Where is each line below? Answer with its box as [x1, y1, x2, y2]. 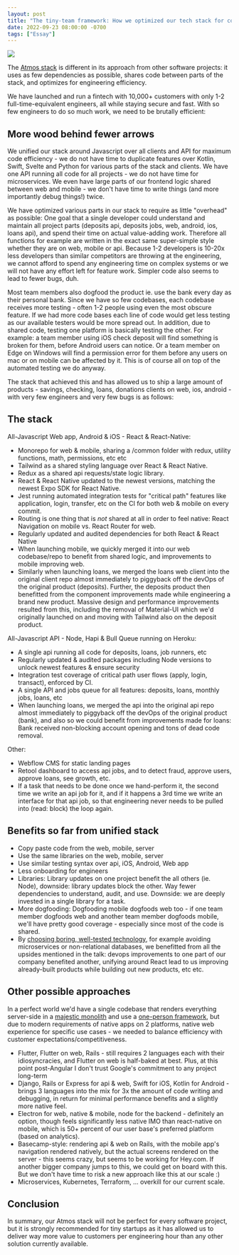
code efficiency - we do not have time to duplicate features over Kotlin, [7, 155, 216, 163]
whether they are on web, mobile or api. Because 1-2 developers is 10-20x [7, 244, 225, 253]
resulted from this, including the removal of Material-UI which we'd [17, 605, 214, 614]
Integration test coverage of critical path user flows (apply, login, [17, 671, 208, 679]
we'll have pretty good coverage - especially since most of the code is [17, 919, 224, 928]
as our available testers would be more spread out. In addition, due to [7, 319, 211, 327]
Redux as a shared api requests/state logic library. [17, 468, 165, 477]
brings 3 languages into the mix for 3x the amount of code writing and [17, 1086, 223, 1095]
